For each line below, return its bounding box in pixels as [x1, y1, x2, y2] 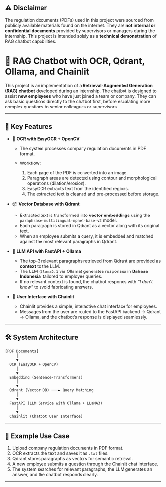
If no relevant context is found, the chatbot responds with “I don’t [19, 278, 153, 284]
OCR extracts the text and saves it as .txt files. [12, 450, 109, 456]
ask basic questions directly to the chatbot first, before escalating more [5, 98, 151, 104]
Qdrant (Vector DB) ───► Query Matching [9, 388, 94, 393]
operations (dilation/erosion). [27, 180, 86, 186]
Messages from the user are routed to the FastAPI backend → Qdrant [19, 308, 161, 314]
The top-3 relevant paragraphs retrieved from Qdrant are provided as [19, 258, 161, 264]
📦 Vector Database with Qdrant [12, 201, 80, 207]
